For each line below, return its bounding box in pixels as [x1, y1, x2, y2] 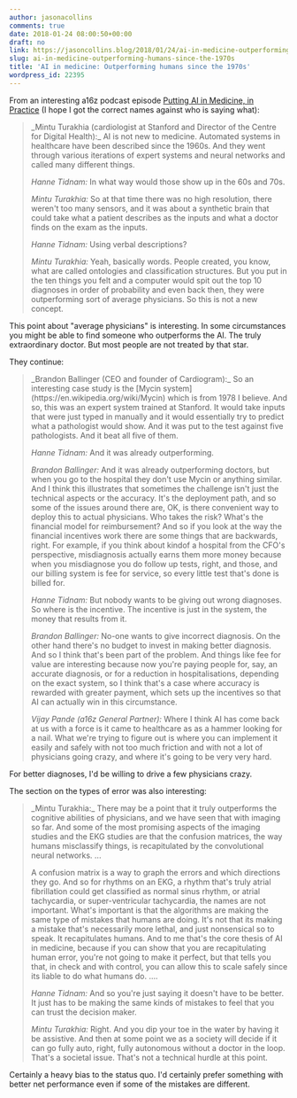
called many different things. [30, 159, 135, 169]
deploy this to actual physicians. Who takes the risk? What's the [30, 511, 263, 522]
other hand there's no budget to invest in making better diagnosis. [30, 640, 272, 650]
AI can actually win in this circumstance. [30, 697, 179, 707]
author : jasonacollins [9, 12, 93, 22]
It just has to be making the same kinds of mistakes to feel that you [30, 997, 275, 1008]
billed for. [30, 577, 65, 588]
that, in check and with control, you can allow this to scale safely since [30, 961, 288, 971]
